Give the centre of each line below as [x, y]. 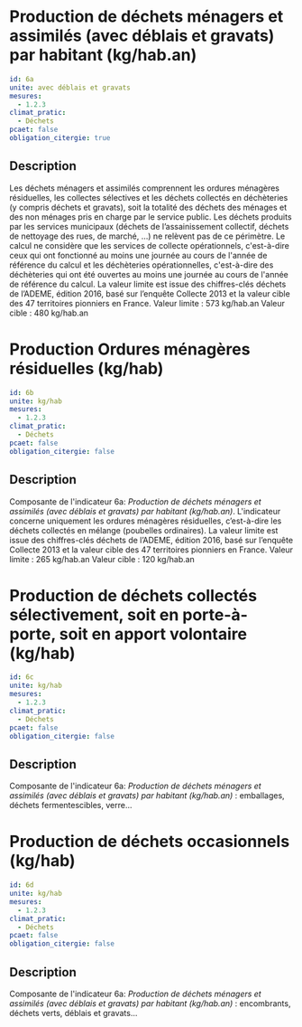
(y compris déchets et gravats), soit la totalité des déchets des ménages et [148, 207]
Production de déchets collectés [133, 595]
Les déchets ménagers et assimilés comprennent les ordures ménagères [145, 188]
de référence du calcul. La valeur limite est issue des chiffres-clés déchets [148, 284]
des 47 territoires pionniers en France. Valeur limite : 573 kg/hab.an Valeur [147, 303]
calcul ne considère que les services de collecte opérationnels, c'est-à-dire [150, 245]
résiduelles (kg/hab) [87, 368]
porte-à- [215, 614]
